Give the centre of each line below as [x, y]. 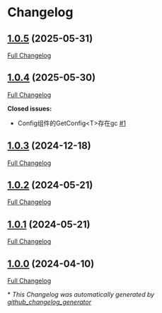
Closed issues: [30, 108]
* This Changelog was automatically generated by [81, 295]
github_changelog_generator [50, 302]
